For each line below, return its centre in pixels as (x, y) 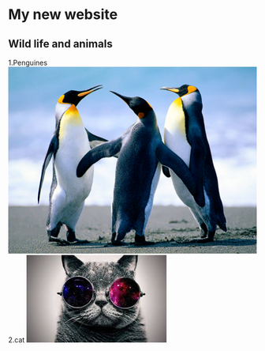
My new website (63, 15)
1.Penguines (28, 62)
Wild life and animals (60, 44)
